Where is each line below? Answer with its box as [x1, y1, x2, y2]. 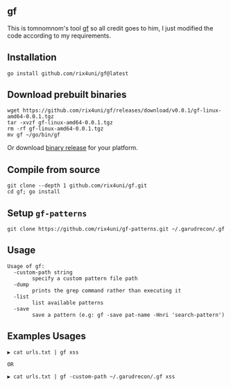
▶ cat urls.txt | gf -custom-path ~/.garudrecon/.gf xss [7, 373, 176, 380]
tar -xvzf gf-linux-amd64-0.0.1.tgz [7, 120, 113, 126]
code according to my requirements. [7, 31, 111, 40]
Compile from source [7, 163, 101, 176]
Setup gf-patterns [7, 207, 87, 219]
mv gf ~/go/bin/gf [7, 131, 60, 138]
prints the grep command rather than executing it [32, 287, 182, 294]
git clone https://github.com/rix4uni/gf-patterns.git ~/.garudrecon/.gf [7, 226, 225, 233]
